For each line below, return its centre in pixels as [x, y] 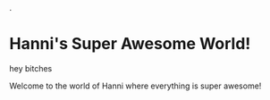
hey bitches [31, 68]
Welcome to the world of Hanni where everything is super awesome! [135, 86]
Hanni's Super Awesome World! [130, 44]
